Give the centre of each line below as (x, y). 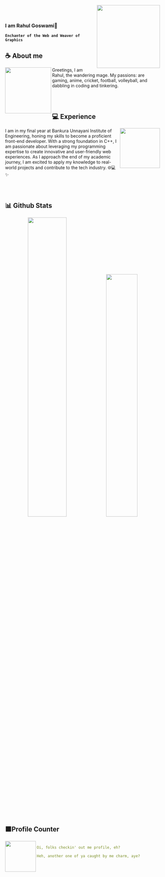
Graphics (14, 40)
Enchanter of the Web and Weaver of (42, 36)
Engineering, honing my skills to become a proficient (58, 136)
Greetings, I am (68, 70)
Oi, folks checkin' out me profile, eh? (79, 847)
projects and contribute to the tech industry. (62, 167)
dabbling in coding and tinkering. (85, 86)
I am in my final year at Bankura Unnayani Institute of (58, 131)
